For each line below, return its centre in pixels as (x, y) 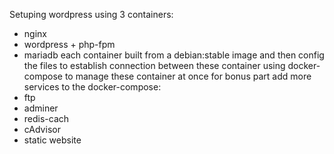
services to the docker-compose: (92, 87)
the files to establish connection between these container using (154, 65)
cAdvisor (42, 129)
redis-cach (46, 118)
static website (52, 140)
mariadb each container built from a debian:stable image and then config (174, 55)
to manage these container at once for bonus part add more (188, 76)
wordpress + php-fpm (69, 44)
